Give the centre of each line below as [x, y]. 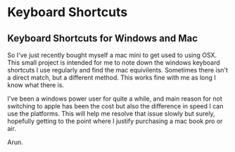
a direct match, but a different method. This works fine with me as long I [112, 77]
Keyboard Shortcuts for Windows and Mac [103, 38]
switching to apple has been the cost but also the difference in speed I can [115, 106]
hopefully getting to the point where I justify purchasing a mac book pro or [115, 121]
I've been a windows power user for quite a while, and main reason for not [115, 99]
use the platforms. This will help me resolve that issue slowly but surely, [111, 114]
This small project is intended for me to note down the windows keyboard [114, 63]
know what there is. [36, 85]
